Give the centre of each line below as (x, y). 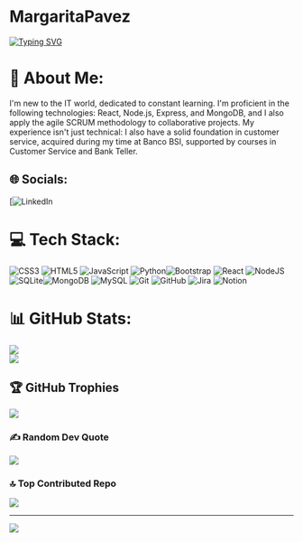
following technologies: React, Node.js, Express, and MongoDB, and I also (147, 112)
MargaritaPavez (70, 17)
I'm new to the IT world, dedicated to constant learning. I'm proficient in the (150, 103)
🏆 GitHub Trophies (64, 387)
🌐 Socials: (39, 179)
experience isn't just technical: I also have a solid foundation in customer (144, 132)
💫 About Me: (57, 78)
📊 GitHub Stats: (71, 318)
